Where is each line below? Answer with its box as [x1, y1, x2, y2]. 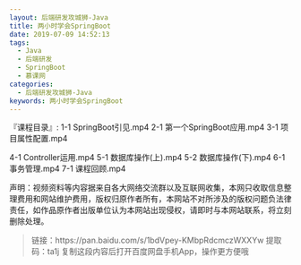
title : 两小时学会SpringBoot [9, 21, 112, 30]
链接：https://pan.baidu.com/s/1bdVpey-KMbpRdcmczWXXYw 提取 [30, 235, 282, 246]
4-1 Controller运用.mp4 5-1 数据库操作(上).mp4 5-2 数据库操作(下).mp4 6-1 [9, 152, 286, 163]
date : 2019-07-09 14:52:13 [9, 30, 110, 38]
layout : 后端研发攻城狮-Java [9, 13, 109, 22]
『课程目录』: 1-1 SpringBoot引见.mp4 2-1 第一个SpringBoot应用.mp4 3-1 [9, 122, 279, 132]
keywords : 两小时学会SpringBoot [9, 96, 124, 106]
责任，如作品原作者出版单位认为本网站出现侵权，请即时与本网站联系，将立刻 [9, 205, 292, 216]
